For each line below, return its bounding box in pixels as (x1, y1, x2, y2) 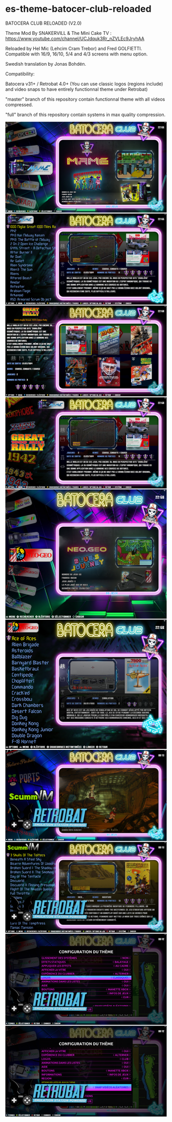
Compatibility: (5, 70, 35, 77)
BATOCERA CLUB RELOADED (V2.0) (5, 20, 82, 26)
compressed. (5, 101, 33, 108)
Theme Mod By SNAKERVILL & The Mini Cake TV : (5, 30, 112, 36)
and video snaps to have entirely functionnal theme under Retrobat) (5, 86, 148, 92)
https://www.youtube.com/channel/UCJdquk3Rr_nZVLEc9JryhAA (5, 35, 145, 42)
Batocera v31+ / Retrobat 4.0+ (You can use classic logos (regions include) (5, 81, 163, 87)
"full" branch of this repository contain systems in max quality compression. (5, 111, 165, 118)
